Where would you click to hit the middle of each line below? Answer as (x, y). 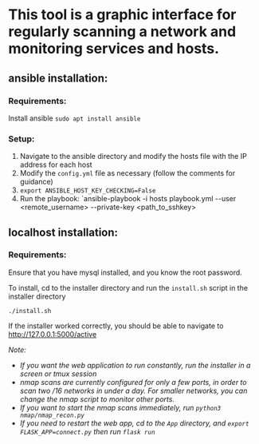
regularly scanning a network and (122, 32)
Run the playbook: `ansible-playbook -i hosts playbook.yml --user (128, 199)
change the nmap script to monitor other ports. (97, 399)
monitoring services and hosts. (114, 49)
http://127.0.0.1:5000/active (53, 334)
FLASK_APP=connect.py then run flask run (87, 431)
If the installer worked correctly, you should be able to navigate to (116, 326)
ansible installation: (58, 78)
